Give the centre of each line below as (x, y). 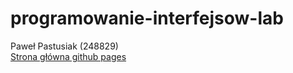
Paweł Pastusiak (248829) (64, 46)
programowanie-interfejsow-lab (147, 18)
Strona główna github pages (68, 56)
